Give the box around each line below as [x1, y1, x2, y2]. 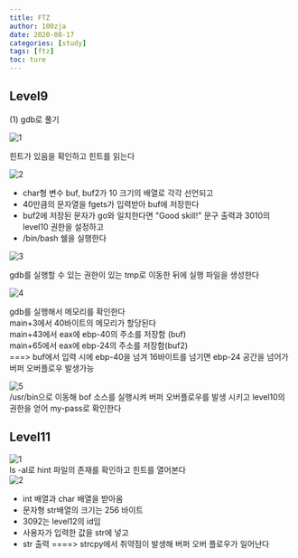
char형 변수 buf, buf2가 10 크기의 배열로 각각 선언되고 [22, 187, 214, 198]
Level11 [9, 430, 51, 445]
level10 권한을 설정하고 [22, 221, 104, 232]
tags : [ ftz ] [9, 47, 54, 56]
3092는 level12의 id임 [22, 515, 101, 526]
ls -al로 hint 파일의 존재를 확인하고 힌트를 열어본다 [9, 464, 187, 475]
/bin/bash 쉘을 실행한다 [22, 232, 107, 243]
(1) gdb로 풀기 [9, 114, 61, 125]
